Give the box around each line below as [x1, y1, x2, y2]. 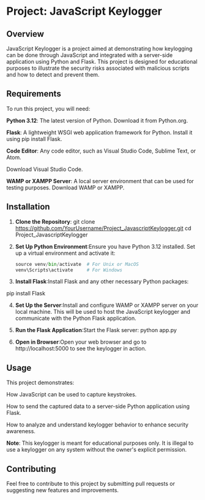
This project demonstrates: [6, 379, 75, 387]
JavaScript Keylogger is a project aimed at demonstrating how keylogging [6, 45, 193, 52]
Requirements [6, 89, 61, 99]
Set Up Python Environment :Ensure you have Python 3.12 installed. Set [15, 243, 196, 250]
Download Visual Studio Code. [6, 165, 83, 173]
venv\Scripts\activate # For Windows [15, 267, 123, 273]
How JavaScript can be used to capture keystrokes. [6, 391, 137, 398]
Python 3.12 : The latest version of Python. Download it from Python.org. [6, 116, 188, 124]
